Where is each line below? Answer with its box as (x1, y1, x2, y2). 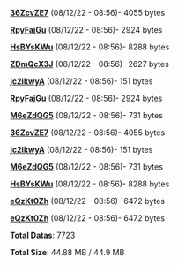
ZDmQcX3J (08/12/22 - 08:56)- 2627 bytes (10, 59, 170, 69)
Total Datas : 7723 (10, 230, 76, 240)
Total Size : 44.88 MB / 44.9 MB (10, 247, 125, 257)
